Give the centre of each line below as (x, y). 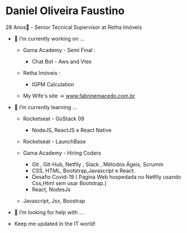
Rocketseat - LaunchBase (54, 141)
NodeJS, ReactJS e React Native (72, 130)
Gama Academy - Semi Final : (59, 50)
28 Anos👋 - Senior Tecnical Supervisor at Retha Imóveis (74, 27)
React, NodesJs (51, 189)
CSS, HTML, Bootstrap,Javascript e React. (83, 170)
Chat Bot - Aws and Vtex (62, 61)
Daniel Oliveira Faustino (65, 11)
